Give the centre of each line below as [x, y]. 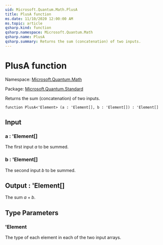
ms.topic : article [24, 23]
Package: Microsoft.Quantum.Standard [44, 89]
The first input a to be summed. [37, 147]
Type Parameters [32, 213]
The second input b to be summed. [40, 170]
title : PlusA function [28, 14]
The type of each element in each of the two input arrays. [63, 238]
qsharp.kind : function [28, 28]
